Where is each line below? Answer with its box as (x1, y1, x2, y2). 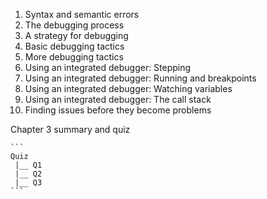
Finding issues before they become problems (24, 104, 212, 116)
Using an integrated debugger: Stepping (24, 62, 192, 73)
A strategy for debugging (24, 30, 129, 41)
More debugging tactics (24, 51, 124, 63)
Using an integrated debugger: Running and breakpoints (24, 72, 257, 84)
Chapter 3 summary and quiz (10, 124, 131, 135)
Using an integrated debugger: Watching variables (24, 83, 233, 94)
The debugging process (24, 19, 125, 31)
